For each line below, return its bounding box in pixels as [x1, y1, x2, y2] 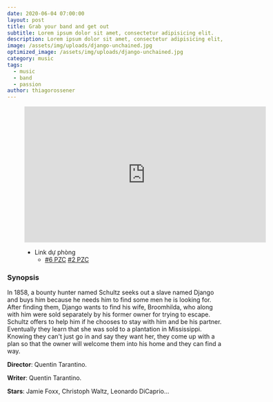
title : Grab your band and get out [7, 23, 110, 30]
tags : [7, 61, 23, 68]
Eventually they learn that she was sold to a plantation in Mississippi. [7, 325, 202, 334]
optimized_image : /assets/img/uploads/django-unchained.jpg [7, 49, 184, 56]
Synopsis [7, 273, 39, 283]
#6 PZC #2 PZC [44, 256, 90, 264]
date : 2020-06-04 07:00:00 [7, 10, 85, 17]
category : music [7, 55, 54, 62]
